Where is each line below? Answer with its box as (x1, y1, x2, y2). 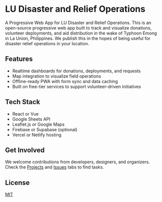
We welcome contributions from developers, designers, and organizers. (5, 159, 150, 165)
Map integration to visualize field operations (12, 73, 102, 79)
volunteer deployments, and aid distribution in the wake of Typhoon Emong (5, 30, 157, 36)
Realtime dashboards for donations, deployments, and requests (12, 68, 141, 74)
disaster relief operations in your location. (5, 40, 89, 46)
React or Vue (12, 111, 39, 116)
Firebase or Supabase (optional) (12, 126, 78, 132)
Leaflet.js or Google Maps (12, 121, 65, 127)
